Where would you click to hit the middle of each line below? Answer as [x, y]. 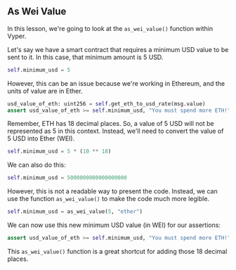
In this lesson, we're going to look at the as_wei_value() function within [110, 28]
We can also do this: [37, 165]
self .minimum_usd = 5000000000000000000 [67, 178]
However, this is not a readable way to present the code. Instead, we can [112, 191]
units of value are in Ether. [45, 91]
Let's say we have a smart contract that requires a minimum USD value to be [118, 49]
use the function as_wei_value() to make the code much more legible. [108, 199]
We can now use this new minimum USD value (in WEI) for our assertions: [114, 225]
